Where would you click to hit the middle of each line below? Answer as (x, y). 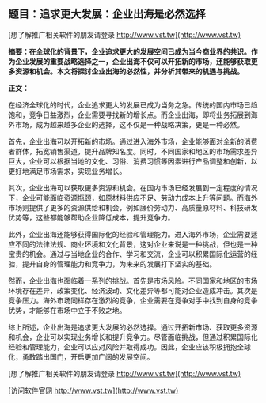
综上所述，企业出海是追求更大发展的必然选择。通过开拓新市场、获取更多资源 (133, 327)
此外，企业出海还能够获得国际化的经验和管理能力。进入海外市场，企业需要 (129, 234)
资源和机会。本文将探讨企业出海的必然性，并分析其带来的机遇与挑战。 (129, 71)
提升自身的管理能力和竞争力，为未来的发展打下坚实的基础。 (119, 264)
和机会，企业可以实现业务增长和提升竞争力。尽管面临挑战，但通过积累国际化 (133, 337)
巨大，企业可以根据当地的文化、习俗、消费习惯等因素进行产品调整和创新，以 (133, 161)
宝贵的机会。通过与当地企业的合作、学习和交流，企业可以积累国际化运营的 (129, 254)
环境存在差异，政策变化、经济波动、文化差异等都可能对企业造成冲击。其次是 (133, 290)
